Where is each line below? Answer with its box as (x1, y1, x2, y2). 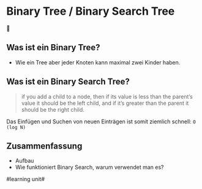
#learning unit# (6, 175, 45, 183)
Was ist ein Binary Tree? (6, 42, 100, 53)
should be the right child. (21, 106, 84, 113)
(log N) (6, 124, 26, 130)
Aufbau (15, 157, 34, 164)
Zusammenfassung (6, 141, 83, 151)
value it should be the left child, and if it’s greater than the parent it (21, 99, 189, 107)
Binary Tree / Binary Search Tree (6, 4, 175, 18)
